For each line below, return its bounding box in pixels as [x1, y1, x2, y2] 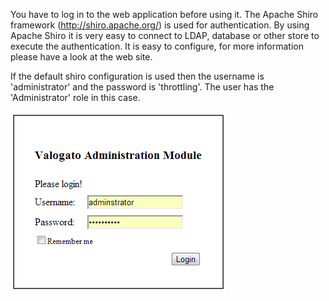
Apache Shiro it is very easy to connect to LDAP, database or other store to [10, 30, 320, 41]
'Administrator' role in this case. [10, 92, 141, 103]
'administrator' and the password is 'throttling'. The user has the [10, 81, 275, 93]
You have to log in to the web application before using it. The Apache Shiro [10, 9, 319, 20]
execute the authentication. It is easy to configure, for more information [10, 40, 304, 52]
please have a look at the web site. [10, 51, 153, 63]
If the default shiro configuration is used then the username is [10, 70, 265, 82]
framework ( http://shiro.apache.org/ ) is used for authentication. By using [10, 19, 310, 31]
